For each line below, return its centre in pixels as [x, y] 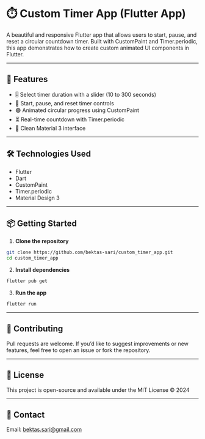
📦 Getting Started [42, 223]
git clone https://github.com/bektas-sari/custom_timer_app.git [90, 253]
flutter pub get [27, 281]
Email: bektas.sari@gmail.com [44, 430]
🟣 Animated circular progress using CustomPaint [77, 110]
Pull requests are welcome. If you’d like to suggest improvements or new [98, 343]
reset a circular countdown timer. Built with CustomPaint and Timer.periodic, [102, 41]
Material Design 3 [37, 198]
